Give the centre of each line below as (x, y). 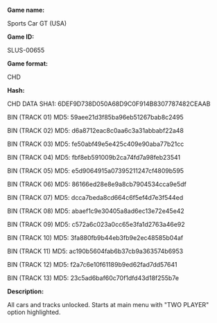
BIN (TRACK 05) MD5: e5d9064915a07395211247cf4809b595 (96, 171)
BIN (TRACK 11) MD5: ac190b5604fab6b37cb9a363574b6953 (95, 251)
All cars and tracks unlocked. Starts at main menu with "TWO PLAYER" (108, 305)
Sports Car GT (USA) (37, 23)
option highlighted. (34, 312)
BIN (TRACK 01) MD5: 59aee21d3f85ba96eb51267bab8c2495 (95, 117)
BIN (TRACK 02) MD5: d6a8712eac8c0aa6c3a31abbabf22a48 (95, 130)
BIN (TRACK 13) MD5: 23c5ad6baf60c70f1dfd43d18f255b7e (93, 278)
